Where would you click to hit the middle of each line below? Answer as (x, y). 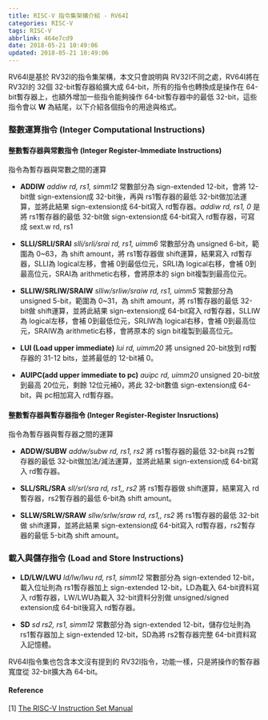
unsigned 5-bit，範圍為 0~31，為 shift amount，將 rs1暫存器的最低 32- (136, 301)
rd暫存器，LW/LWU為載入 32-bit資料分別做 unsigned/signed (129, 597)
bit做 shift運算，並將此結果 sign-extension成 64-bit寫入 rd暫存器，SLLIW (140, 311)
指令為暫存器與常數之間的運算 (57, 170)
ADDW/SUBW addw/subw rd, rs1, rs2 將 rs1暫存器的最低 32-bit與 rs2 (134, 451)
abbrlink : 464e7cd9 (41, 38)
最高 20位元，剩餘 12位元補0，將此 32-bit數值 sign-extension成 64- (139, 385)
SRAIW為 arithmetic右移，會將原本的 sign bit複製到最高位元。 (136, 331)
